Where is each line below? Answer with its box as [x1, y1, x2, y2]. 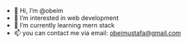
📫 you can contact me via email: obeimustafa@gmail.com [13, 29, 181, 37]
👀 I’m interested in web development [13, 14, 119, 22]
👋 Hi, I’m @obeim [13, 7, 64, 14]
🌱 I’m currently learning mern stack [13, 21, 115, 29]
